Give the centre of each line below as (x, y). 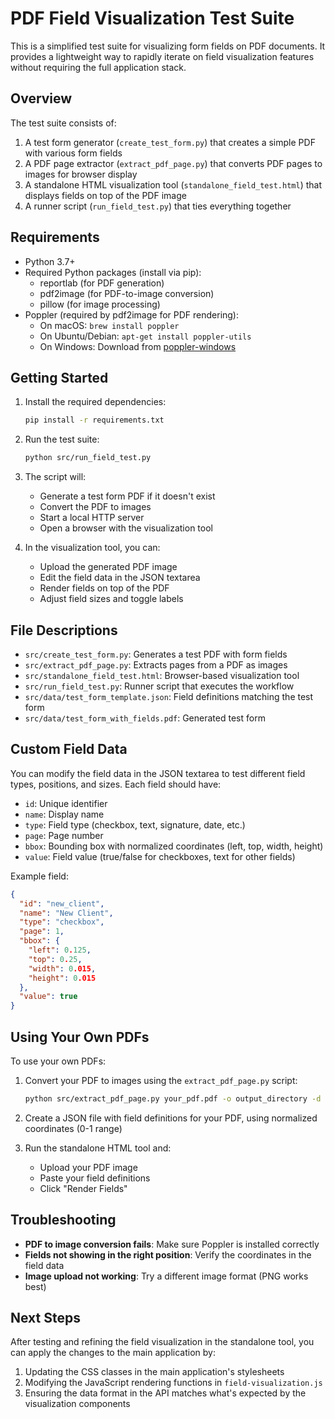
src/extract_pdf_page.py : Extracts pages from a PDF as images (156, 664)
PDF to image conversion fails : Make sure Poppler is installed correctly (172, 1244)
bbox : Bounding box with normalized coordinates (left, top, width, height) (174, 846)
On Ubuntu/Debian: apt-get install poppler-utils (145, 336)
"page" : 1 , (42, 932)
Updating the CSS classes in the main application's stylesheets (154, 1372)
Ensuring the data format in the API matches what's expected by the (165, 1393)
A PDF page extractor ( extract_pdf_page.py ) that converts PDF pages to (173, 163)
